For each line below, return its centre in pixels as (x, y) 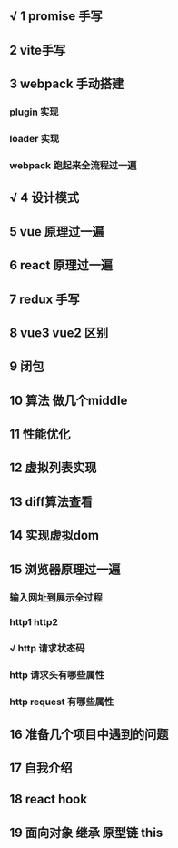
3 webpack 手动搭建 (67, 84)
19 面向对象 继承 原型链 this (86, 832)
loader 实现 (35, 139)
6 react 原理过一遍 (61, 265)
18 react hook (49, 799)
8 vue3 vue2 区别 (59, 333)
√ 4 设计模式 (44, 198)
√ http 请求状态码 (47, 649)
